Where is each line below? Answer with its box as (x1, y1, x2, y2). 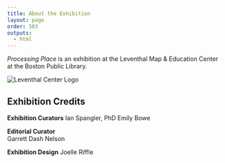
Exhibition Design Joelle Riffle (7, 148, 94, 156)
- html (13, 36, 32, 43)
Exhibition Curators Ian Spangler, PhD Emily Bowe (7, 113, 151, 122)
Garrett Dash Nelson (7, 134, 65, 142)
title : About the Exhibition (7, 10, 91, 17)
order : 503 (7, 23, 39, 30)
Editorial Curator (7, 127, 56, 135)
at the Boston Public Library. (7, 62, 87, 70)
